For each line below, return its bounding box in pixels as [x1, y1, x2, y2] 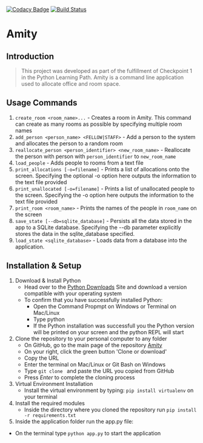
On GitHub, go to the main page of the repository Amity [24, 341, 162, 349]
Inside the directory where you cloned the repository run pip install [24, 406, 197, 413]
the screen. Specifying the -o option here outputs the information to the [15, 191, 194, 199]
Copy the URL [24, 354, 59, 362]
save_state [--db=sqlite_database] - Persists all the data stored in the [15, 217, 192, 224]
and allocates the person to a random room [15, 140, 123, 147]
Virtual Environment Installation [15, 380, 93, 387]
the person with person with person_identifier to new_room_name [15, 153, 176, 160]
